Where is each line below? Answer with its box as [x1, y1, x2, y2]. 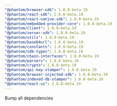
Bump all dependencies [4, 95, 53, 101]
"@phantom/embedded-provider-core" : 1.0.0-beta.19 [4, 21, 112, 26]
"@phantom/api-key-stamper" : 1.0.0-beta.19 [4, 68, 97, 73]
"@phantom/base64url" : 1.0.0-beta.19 [4, 40, 83, 45]
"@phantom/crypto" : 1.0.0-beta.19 [4, 63, 77, 68]
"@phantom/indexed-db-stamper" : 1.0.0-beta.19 [4, 77, 103, 82]
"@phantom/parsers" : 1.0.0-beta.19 [4, 58, 79, 63]
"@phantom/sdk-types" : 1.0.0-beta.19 [4, 49, 83, 54]
